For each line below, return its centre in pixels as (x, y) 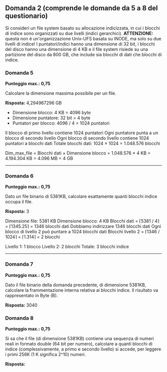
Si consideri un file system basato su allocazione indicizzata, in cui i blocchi (83, 28)
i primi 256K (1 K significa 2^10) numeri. (45, 354)
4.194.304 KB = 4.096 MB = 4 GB (39, 159)
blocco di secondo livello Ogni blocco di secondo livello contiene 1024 (77, 138)
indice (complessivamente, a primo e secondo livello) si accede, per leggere (83, 349)
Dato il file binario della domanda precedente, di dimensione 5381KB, (76, 285)
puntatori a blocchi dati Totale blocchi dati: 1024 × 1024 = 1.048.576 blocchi (83, 144)
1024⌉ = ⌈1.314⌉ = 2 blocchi (33, 237)
